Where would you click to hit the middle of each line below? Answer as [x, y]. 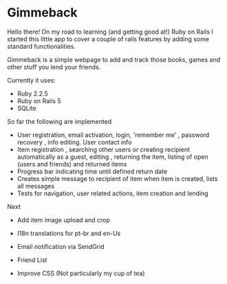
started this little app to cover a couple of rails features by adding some [108, 39]
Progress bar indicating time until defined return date [92, 171]
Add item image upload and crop [63, 220]
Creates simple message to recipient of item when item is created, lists [117, 178]
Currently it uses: [32, 80]
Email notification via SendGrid [61, 246]
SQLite [26, 108]
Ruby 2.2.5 [32, 94]
